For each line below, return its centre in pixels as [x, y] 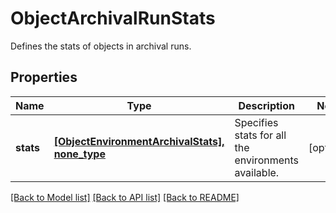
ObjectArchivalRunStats [113, 18]
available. [257, 172]
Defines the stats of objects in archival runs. [101, 46]
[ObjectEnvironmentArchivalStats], [139, 141]
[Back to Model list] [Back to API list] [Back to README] [125, 197]
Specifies [256, 122]
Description [266, 105]
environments [266, 160]
